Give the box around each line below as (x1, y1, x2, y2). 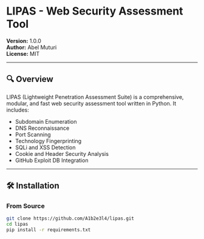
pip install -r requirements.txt (6, 227, 91, 233)
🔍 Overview (6, 74, 53, 84)
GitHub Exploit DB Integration (15, 157, 89, 164)
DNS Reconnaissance (15, 124, 70, 132)
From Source (6, 202, 45, 210)
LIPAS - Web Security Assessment (6, 4, 183, 18)
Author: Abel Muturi (6, 44, 57, 51)
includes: (6, 106, 29, 113)
